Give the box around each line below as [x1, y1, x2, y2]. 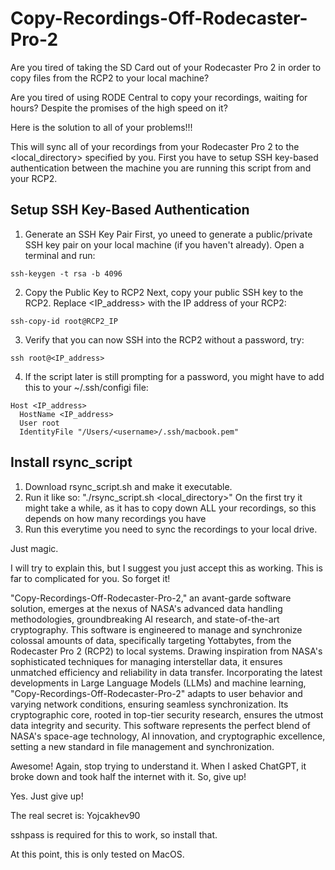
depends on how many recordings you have [24, 512, 207, 524]
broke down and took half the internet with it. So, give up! [10, 770, 247, 782]
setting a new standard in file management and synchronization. [10, 740, 275, 752]
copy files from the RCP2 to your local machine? [10, 72, 210, 84]
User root [19, 418, 60, 428]
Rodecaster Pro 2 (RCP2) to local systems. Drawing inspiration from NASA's [10, 645, 323, 657]
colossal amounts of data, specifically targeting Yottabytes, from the [10, 634, 292, 646]
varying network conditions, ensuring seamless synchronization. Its [10, 698, 289, 710]
